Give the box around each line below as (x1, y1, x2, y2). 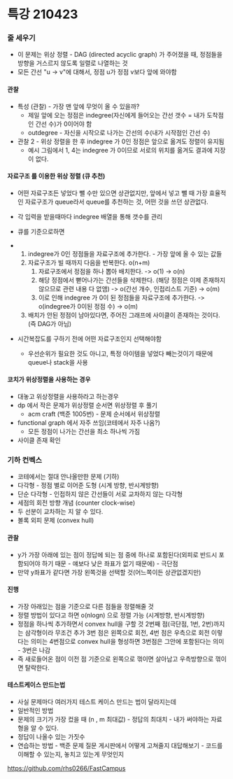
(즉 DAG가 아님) (27, 319, 72, 328)
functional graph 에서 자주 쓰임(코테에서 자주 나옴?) (17, 419, 161, 427)
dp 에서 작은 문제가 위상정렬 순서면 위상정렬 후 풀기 (17, 401, 157, 409)
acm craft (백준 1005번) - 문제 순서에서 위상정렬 (27, 410, 161, 419)
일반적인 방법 (17, 706, 54, 715)
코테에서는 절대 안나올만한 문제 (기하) (17, 472, 120, 481)
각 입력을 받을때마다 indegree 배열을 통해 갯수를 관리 (17, 212, 163, 220)
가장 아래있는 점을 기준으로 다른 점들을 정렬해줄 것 (17, 602, 154, 610)
